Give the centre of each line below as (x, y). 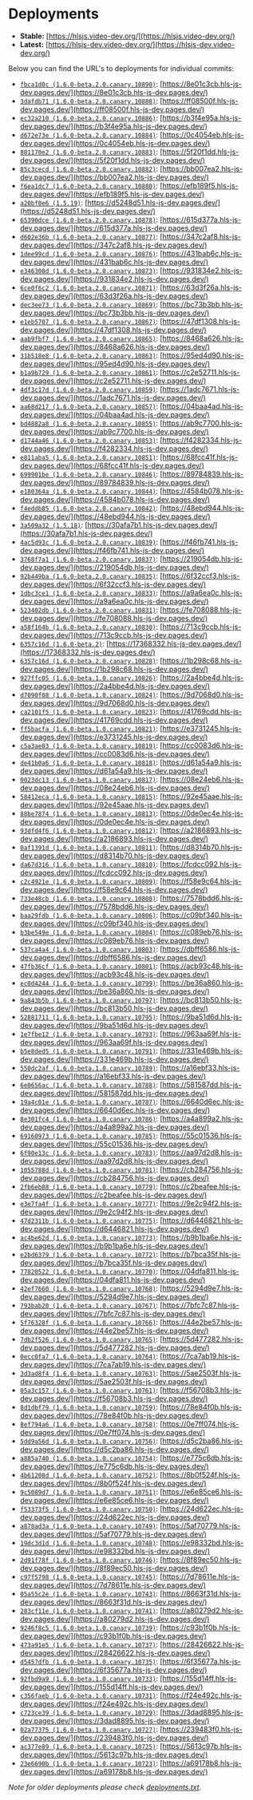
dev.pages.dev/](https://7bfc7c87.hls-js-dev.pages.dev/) (113, 1313)
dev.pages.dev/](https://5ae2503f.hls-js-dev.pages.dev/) (113, 1381)
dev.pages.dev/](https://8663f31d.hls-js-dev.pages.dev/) (113, 1602)
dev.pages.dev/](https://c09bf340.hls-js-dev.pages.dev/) (114, 924)
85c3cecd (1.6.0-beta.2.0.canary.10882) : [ (91, 168)
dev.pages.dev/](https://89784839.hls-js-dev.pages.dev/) (115, 482)
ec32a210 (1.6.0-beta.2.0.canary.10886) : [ (91, 117)
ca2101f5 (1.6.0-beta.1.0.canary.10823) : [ (91, 711)
